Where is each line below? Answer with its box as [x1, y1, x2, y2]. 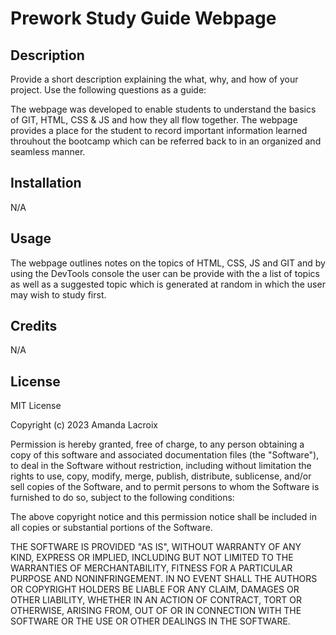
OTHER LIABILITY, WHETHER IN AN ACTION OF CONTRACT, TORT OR [10, 594, 302, 606]
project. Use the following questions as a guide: [10, 84, 207, 96]
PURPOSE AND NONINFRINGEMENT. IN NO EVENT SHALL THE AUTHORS [10, 573, 318, 585]
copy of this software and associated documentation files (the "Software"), [10, 449, 320, 461]
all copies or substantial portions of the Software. [10, 522, 213, 534]
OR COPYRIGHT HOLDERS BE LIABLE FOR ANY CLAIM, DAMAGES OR [10, 583, 300, 596]
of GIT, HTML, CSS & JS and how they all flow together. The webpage [10, 114, 298, 126]
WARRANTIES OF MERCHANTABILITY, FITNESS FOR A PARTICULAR [10, 562, 293, 574]
